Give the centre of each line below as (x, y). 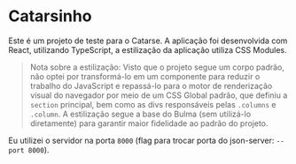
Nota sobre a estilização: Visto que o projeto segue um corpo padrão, (157, 67)
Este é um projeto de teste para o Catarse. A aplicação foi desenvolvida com (148, 41)
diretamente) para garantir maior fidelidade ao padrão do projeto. (149, 123)
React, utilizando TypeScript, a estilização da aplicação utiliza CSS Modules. (148, 49)
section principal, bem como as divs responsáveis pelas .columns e (153, 104)
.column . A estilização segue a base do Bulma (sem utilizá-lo (140, 114)
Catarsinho (50, 16)
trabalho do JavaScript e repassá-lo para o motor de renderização (151, 86)
